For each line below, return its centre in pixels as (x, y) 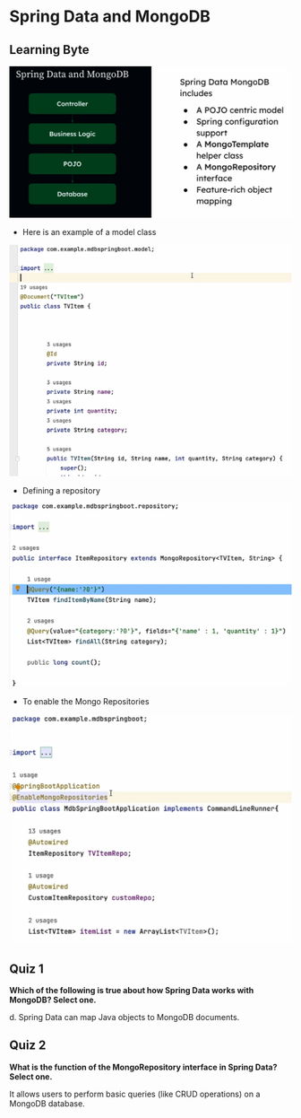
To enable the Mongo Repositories (86, 702)
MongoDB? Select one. (53, 1000)
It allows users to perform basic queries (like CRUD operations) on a (135, 1094)
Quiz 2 (28, 1046)
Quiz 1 (27, 969)
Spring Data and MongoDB (110, 17)
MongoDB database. (47, 1103)
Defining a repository (61, 490)
